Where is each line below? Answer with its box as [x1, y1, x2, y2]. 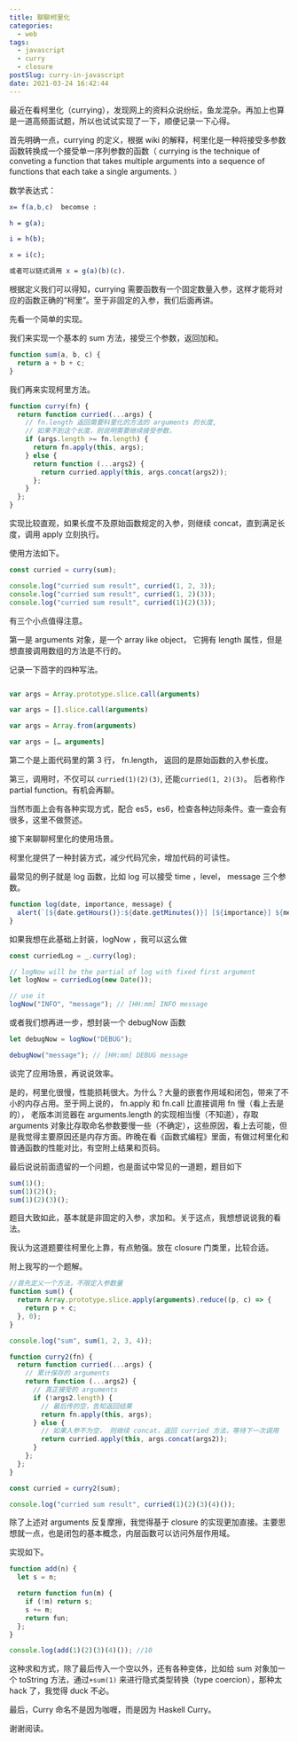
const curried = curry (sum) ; [9, 565, 117, 574]
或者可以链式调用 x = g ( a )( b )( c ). [9, 267, 126, 276]
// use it [9, 991, 46, 1001]
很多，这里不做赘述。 [9, 815, 87, 825]
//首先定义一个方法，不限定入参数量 [9, 1279, 123, 1288]
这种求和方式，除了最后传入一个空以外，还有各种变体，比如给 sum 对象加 [9, 1663, 278, 1674]
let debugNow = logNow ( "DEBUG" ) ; [9, 1035, 133, 1044]
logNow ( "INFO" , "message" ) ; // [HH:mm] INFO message [9, 1000, 208, 1009]
